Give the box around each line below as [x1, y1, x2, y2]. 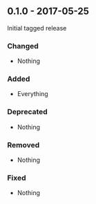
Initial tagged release [7, 24, 67, 32]
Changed [7, 41, 39, 50]
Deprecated [7, 107, 48, 117]
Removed [7, 140, 40, 149]
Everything [17, 90, 48, 98]
